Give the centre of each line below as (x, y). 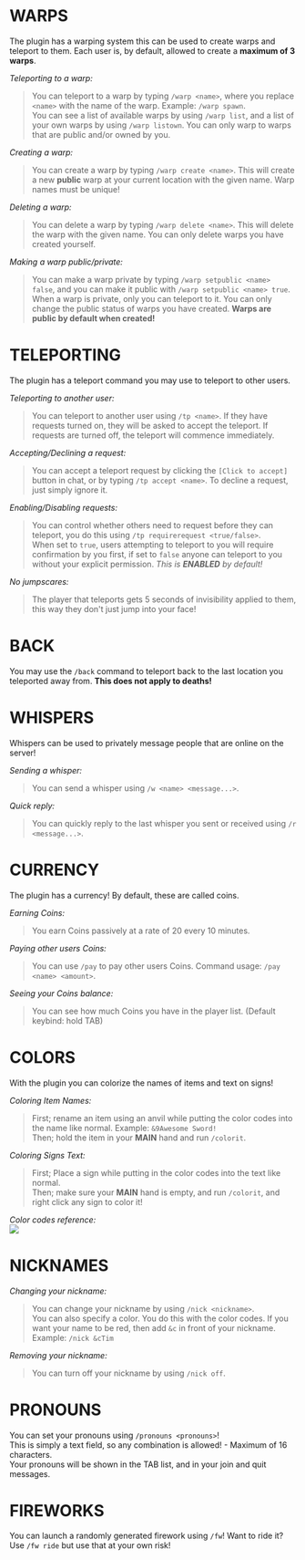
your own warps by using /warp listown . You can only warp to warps (161, 125)
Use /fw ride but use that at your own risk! (90, 1545)
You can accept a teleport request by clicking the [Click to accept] (160, 470)
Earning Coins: (37, 912)
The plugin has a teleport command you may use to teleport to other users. (150, 380)
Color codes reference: (53, 1220)
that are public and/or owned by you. (101, 134)
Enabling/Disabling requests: (64, 507)
